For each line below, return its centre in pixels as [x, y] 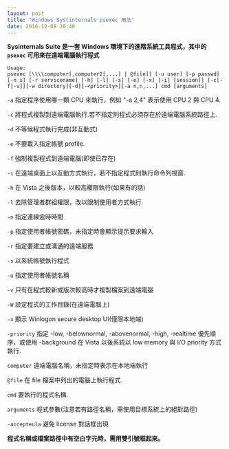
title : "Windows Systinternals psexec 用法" [71, 20]
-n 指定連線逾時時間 [35, 217]
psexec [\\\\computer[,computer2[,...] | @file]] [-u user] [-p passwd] [113, 74]
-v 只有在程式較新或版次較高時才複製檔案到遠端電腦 [80, 290]
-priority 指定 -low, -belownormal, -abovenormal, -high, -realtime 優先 [109, 333]
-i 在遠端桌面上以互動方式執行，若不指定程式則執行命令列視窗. [96, 173]
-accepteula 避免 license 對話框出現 [58, 424]
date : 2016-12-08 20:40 [41, 26]
